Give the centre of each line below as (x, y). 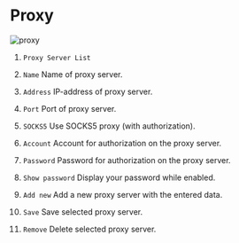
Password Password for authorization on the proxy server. (127, 160)
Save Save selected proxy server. (83, 212)
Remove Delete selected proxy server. (89, 229)
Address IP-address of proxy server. (88, 91)
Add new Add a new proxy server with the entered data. (123, 194)
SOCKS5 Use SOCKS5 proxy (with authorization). (109, 126)
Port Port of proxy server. (69, 108)
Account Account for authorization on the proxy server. (122, 143)
